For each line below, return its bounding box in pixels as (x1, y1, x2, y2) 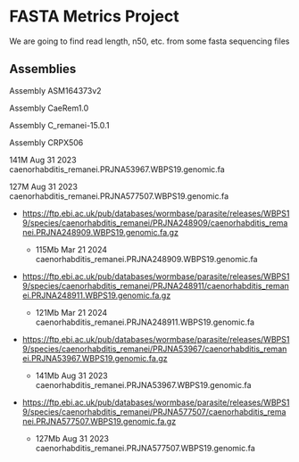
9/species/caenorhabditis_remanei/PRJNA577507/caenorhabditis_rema (21, 406, 287, 417)
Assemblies (9, 62, 77, 77)
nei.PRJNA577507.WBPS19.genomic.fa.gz (21, 416, 177, 426)
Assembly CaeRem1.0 (9, 103, 89, 113)
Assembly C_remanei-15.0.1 (9, 120, 110, 130)
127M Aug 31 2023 (9, 181, 79, 192)
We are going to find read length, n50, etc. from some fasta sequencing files (9, 36, 290, 46)
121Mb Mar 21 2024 (35, 307, 108, 318)
